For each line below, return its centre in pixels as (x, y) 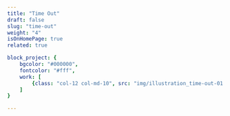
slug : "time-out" (32, 26)
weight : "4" (24, 33)
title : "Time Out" (33, 13)
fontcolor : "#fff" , (48, 70)
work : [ (30, 77)
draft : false (26, 20)
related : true (28, 45)
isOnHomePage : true (35, 39)
